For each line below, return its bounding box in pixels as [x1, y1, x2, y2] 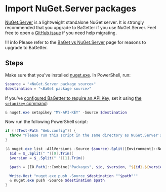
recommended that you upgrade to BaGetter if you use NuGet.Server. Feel [5, 24, 156, 30]
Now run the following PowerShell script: [5, 119, 88, 125]
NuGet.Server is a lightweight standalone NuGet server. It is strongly [5, 19, 144, 25]
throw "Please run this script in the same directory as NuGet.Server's [9, 133, 163, 138]
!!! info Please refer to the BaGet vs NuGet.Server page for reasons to [5, 39, 146, 45]
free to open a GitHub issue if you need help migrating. [5, 30, 117, 36]
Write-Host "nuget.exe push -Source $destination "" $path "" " [9, 173, 138, 178]
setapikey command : [5, 100, 48, 106]
